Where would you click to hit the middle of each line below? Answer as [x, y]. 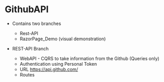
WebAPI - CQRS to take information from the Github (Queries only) [90, 58]
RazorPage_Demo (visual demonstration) [63, 39]
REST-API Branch [30, 48]
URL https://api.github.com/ [49, 69]
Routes [27, 74]
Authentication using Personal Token [58, 64]
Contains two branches [37, 23]
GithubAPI [27, 9]
